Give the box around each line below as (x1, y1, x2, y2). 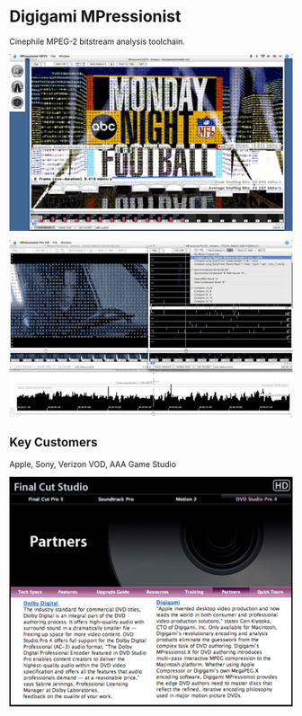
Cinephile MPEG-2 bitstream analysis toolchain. (9, 36, 186, 47)
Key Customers (9, 435, 98, 450)
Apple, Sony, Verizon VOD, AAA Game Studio (9, 458, 177, 469)
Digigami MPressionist (9, 6, 182, 27)
